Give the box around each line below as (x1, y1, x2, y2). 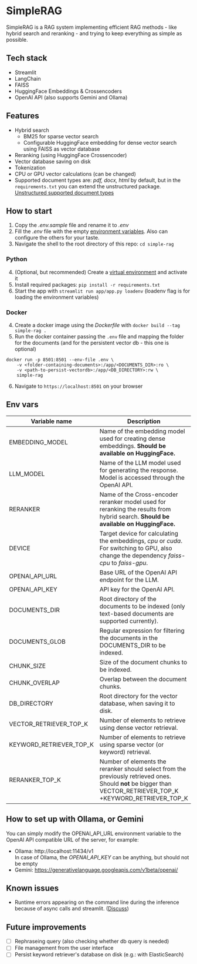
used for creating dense (99, 434, 166, 443)
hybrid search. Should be (99, 512, 170, 520)
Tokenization (14, 164, 46, 171)
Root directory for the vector (99, 692, 178, 700)
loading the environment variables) (14, 293, 99, 301)
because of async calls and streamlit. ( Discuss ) (14, 905, 129, 912)
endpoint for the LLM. (99, 576, 159, 584)
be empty (14, 860, 38, 867)
